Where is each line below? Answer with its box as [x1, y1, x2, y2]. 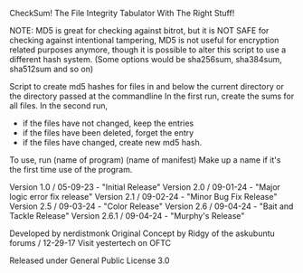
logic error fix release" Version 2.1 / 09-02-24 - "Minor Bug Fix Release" [9, 192, 278, 202]
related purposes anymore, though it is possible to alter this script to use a [9, 44, 287, 55]
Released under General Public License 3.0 [9, 255, 170, 266]
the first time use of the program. [9, 165, 133, 174]
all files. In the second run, [9, 100, 109, 111]
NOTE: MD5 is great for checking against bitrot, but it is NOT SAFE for [9, 25, 270, 35]
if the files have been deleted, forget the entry [22, 127, 194, 138]
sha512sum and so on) [9, 63, 94, 74]
